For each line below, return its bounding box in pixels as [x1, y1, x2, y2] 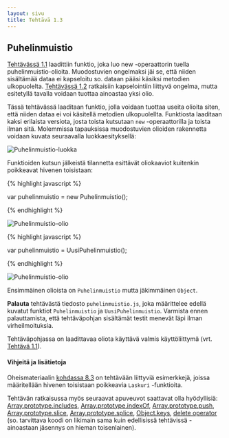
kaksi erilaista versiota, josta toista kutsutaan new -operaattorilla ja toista [7, 118, 211, 126]
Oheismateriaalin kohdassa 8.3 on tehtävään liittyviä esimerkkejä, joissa [7, 373, 210, 382]
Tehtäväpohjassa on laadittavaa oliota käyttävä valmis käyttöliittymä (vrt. [7, 335, 212, 343]
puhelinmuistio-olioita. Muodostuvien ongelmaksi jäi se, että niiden [7, 67, 196, 76]
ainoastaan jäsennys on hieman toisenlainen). [7, 423, 136, 431]
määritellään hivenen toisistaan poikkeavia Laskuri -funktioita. [7, 380, 183, 389]
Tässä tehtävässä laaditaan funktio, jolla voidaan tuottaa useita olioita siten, [7, 103, 220, 111]
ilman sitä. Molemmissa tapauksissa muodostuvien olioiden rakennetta [7, 125, 208, 133]
